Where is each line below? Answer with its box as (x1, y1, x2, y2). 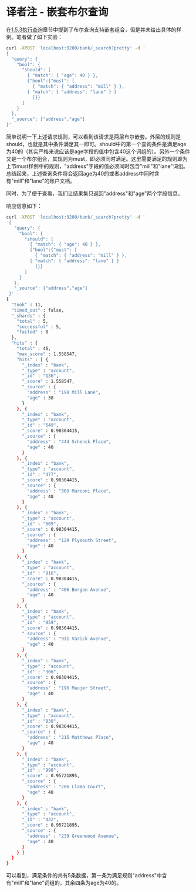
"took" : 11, (11, 302, 43, 308)
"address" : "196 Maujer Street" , (27, 685, 111, 691)
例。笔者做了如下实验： (6, 33, 63, 40)
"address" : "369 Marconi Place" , (27, 488, 111, 494)
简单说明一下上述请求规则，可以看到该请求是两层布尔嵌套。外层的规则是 (6, 133, 181, 140)
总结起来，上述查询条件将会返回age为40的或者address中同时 (6, 170, 154, 177)
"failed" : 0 (16, 329, 49, 335)
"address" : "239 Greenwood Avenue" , (27, 833, 119, 839)
